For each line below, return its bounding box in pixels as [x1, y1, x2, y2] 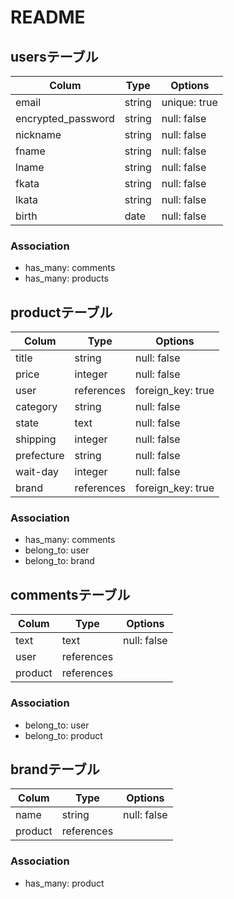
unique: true [161, 96, 218, 109]
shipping [15, 432, 57, 446]
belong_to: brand [24, 555, 95, 567]
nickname [15, 128, 62, 141]
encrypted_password [15, 112, 115, 125]
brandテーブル [10, 761, 100, 778]
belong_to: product [24, 729, 103, 741]
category [15, 400, 58, 414]
